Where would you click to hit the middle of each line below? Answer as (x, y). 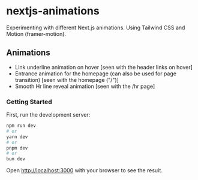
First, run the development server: (48, 115)
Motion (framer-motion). (36, 33)
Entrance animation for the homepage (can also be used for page (96, 74)
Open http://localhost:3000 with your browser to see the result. (85, 170)
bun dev (16, 159)
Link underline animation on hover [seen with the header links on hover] (104, 67)
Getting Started (29, 102)
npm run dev (21, 126)
